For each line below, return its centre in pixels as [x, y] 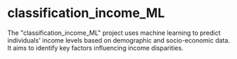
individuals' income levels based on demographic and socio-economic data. [119, 40]
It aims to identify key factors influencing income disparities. [95, 48]
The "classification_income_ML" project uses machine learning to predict [114, 33]
